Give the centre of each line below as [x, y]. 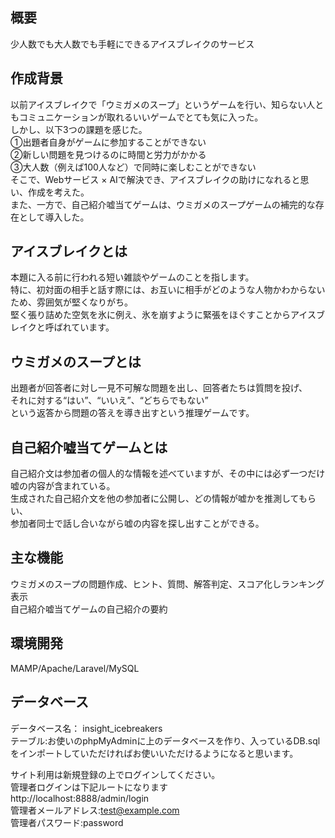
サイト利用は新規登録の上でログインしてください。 [115, 774]
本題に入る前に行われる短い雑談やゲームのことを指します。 [132, 277]
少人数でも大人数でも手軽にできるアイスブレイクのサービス [132, 44]
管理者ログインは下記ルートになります [89, 787]
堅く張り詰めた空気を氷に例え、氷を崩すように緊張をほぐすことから [150, 315]
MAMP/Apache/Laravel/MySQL [75, 668]
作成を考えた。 [58, 192]
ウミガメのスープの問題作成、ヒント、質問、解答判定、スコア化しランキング [167, 584]
